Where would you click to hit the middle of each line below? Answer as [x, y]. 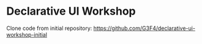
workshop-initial [27, 34]
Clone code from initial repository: [49, 28]
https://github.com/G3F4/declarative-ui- [144, 28]
